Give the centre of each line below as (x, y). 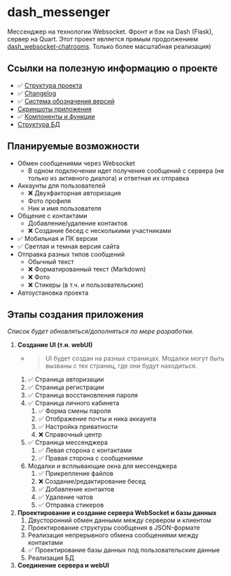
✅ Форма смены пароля (75, 411)
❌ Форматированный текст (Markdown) (87, 269)
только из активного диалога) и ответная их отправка (108, 178)
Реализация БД (51, 558)
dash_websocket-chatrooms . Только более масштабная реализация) (109, 46)
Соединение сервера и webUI (63, 566)
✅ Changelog (37, 93)
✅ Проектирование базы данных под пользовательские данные (124, 550)
